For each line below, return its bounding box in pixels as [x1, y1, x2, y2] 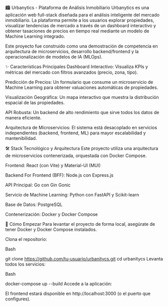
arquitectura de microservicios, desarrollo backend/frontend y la [5, 48, 139, 55]
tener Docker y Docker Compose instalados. [5, 227, 97, 232]
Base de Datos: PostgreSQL [5, 201, 63, 208]
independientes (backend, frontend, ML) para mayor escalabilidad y [5, 130, 146, 136]
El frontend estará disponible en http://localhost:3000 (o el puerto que [5, 290, 151, 296]
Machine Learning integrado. [5, 33, 65, 39]
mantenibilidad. [5, 135, 37, 141]
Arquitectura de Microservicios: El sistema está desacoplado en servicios [5, 125, 157, 130]
